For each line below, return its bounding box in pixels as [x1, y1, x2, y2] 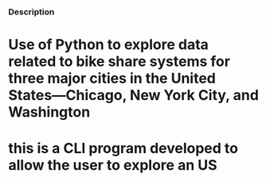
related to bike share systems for [8, 52, 231, 71]
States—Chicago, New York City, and [8, 87, 259, 105]
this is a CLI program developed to [8, 140, 239, 157]
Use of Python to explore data [8, 36, 209, 54]
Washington [8, 103, 91, 121]
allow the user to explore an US [8, 156, 217, 175]
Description [8, 6, 55, 17]
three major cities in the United [8, 70, 217, 87]
